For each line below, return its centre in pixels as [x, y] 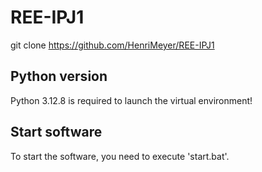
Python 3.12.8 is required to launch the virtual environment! [131, 100]
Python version [59, 76]
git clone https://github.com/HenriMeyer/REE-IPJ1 [112, 45]
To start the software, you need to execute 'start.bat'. [120, 156]
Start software [56, 132]
